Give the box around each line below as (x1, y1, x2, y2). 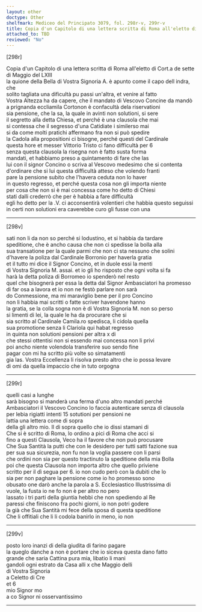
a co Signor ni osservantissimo (6, 593, 83, 600)
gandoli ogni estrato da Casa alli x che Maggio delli (6, 561, 132, 568)
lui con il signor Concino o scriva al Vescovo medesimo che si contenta (6, 161, 182, 168)
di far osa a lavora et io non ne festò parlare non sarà (6, 286, 137, 292)
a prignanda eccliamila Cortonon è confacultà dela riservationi (6, 104, 161, 110)
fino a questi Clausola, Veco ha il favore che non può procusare (6, 436, 164, 443)
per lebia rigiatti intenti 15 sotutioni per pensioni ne (6, 410, 131, 418)
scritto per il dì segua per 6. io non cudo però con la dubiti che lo (6, 468, 167, 475)
